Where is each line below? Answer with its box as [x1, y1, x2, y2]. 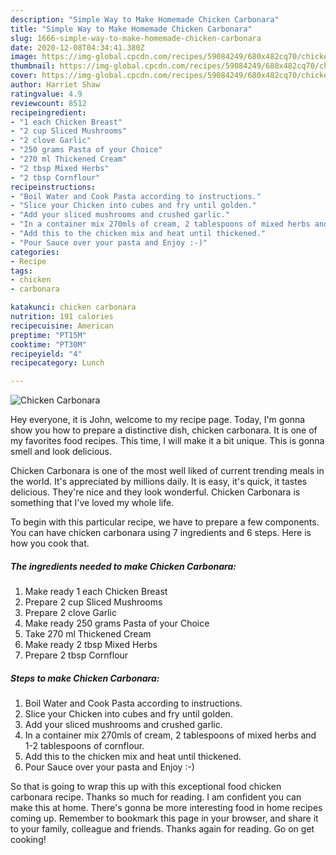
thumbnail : [10, 61, 56, 71]
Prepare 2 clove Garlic [24, 607, 117, 619]
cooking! [10, 834, 47, 846]
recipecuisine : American [10, 321, 114, 331]
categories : [10, 247, 60, 257]
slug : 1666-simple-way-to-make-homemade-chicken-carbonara [10, 33, 262, 43]
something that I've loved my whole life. [10, 497, 175, 509]
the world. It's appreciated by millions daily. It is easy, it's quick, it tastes [10, 476, 308, 488]
